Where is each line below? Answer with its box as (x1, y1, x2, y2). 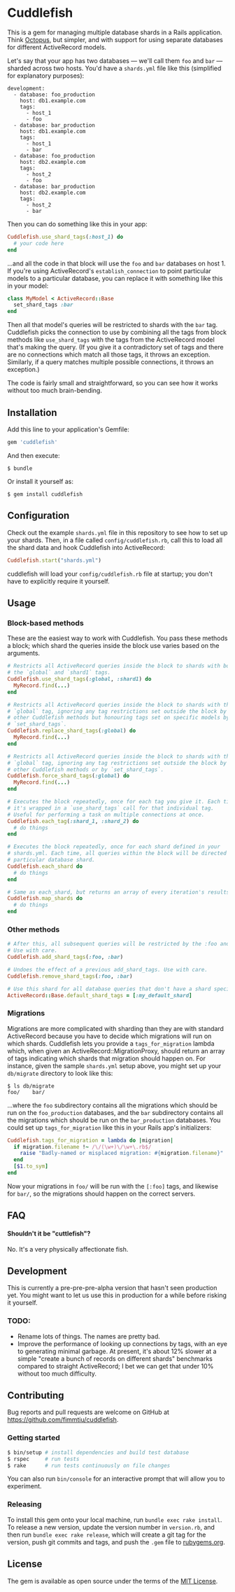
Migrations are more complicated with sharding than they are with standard (7, 1024, 224, 1032)
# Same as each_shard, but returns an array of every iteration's (7, 888, 205, 896)
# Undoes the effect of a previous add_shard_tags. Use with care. (7, 966, 208, 973)
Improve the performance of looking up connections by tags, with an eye (17, 1339, 227, 1348)
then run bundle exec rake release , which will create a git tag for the (7, 1530, 206, 1539)
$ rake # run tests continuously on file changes (7, 1462, 171, 1469)
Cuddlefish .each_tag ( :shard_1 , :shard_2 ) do (7, 817, 139, 824)
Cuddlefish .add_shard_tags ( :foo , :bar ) (7, 954, 124, 961)
